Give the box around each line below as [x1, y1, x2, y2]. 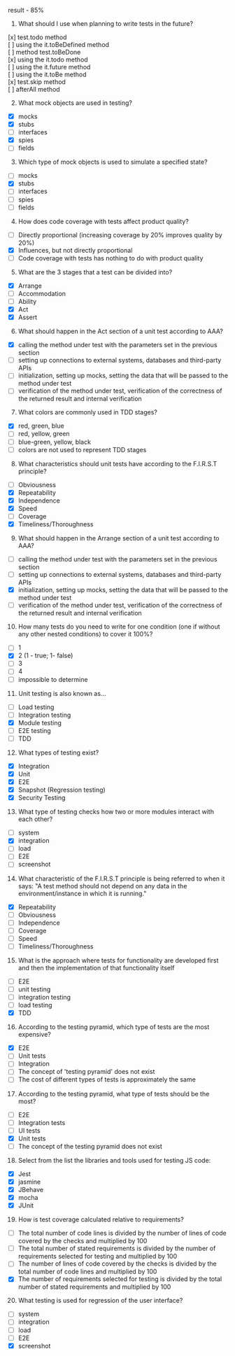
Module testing [17, 718, 62, 727]
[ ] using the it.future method [8, 63, 91, 71]
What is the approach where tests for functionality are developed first [17, 956, 219, 965]
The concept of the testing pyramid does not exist [17, 1142, 163, 1150]
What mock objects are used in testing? [17, 99, 132, 107]
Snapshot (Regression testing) [17, 785, 106, 794]
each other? [17, 815, 53, 823]
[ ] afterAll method [8, 85, 60, 93]
